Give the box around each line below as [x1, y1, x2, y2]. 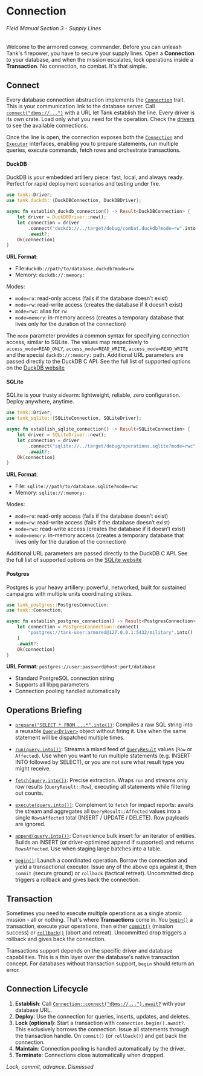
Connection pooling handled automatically [14, 688, 121, 695]
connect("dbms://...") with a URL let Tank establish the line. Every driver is [6, 109, 195, 116]
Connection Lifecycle [6, 984, 89, 994]
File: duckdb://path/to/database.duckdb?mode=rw [14, 265, 134, 272]
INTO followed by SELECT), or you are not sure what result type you [14, 758, 185, 766]
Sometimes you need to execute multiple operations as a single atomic [6, 910, 182, 917]
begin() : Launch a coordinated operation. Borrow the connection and [14, 857, 188, 864]
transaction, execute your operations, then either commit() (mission [6, 922, 173, 930]
